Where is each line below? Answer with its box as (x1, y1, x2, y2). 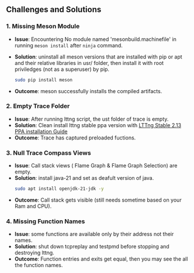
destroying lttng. (14, 249, 54, 257)
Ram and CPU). (14, 203, 52, 210)
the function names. (14, 262, 63, 269)
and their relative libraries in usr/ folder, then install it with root (14, 59, 164, 66)
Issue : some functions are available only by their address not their (14, 231, 174, 238)
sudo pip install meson (14, 77, 73, 83)
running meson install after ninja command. (14, 42, 123, 49)
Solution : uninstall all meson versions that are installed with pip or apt (14, 53, 182, 60)
